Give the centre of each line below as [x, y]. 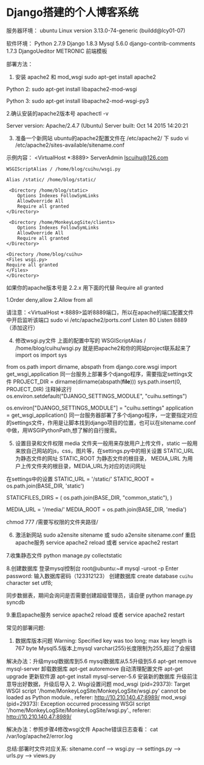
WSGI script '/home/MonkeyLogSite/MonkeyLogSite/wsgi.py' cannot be [96, 691]
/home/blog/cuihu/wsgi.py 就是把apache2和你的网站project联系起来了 [103, 348]
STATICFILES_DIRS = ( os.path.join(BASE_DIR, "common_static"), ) [89, 497]
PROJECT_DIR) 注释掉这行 [39, 389]
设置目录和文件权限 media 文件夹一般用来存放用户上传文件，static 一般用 [106, 443]
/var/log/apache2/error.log [39, 736]
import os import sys [41, 355]
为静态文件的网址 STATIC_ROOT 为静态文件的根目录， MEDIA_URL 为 [101, 458]
